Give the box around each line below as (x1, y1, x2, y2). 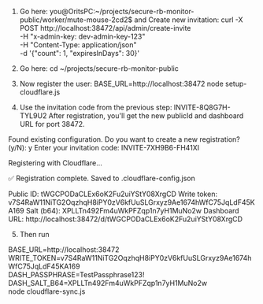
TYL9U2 (19, 111, 47, 120)
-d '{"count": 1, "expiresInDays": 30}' (19, 49, 140, 57)
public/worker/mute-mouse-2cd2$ (19, 15, 133, 24)
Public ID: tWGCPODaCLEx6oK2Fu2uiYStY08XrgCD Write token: (8, 189, 218, 198)
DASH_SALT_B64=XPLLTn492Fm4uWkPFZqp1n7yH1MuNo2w (8, 279, 207, 287)
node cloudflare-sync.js (8, 287, 86, 296)
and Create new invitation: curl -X (134, 15, 243, 24)
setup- (225, 79, 247, 88)
